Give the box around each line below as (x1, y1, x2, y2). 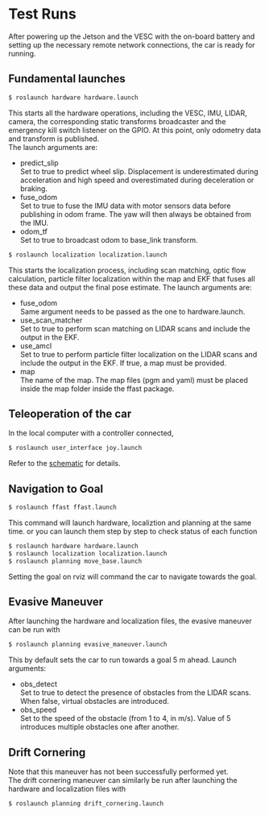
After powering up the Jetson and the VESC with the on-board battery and (8, 31, 255, 41)
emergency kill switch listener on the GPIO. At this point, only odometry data (8, 125, 262, 135)
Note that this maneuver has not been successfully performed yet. (8, 767, 229, 776)
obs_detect (19, 679, 58, 689)
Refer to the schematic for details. (8, 459, 121, 468)
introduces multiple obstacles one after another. (19, 722, 180, 732)
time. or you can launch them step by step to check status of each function (8, 526, 258, 536)
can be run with (8, 625, 60, 635)
